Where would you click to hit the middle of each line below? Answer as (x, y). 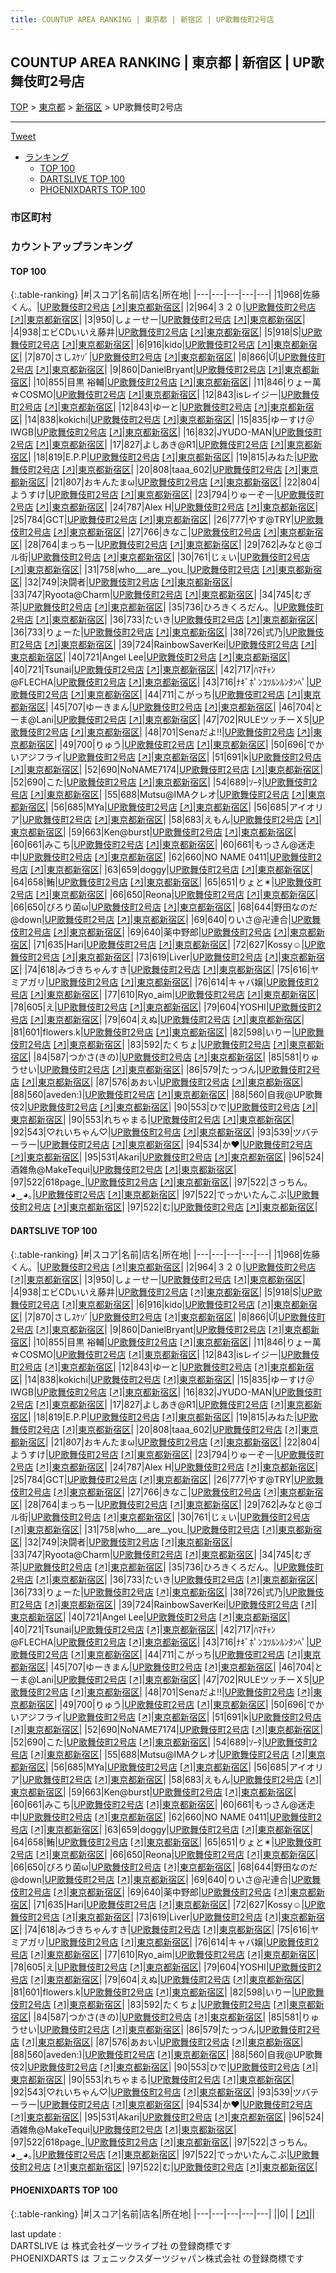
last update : (36, 2233)
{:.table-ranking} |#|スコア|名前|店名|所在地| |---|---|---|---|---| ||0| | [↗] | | (163, 2213)
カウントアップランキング (71, 247)
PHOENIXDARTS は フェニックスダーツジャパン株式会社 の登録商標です (157, 2258)
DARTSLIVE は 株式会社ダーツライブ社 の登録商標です (121, 2245)
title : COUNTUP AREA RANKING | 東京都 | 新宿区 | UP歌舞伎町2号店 (142, 19)
